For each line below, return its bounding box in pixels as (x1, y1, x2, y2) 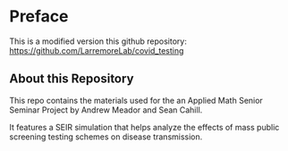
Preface (9, 6, 69, 27)
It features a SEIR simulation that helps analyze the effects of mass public (9, 122, 280, 132)
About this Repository (9, 71, 134, 87)
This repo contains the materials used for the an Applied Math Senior (9, 95, 264, 105)
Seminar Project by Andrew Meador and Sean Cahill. (9, 105, 203, 115)
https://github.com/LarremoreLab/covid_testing (9, 45, 184, 55)
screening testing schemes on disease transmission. (9, 131, 203, 142)
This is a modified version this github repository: (9, 36, 188, 46)
